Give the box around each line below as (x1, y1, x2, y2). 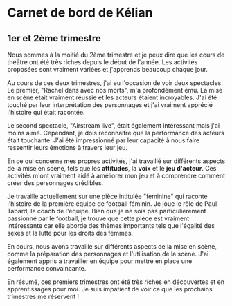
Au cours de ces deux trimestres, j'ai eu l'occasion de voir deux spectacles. (7, 79, 223, 87)
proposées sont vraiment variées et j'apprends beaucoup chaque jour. (7, 66, 208, 73)
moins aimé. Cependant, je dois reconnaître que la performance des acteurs (7, 129, 225, 137)
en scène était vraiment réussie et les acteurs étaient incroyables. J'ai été (7, 93, 217, 102)
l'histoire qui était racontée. (7, 108, 85, 116)
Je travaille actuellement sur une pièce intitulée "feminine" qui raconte (7, 192, 208, 200)
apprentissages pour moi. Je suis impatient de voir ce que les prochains (7, 285, 213, 293)
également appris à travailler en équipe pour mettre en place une (7, 257, 193, 265)
